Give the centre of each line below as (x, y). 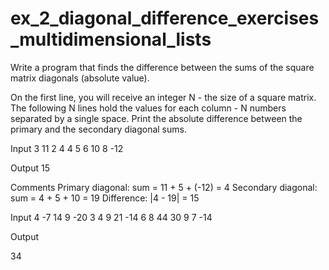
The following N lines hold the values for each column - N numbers (148, 108)
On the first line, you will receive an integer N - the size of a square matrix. (163, 97)
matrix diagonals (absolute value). (80, 78)
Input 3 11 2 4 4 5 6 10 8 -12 (67, 148)
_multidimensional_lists (111, 39)
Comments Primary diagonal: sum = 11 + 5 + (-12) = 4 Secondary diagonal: (164, 187)
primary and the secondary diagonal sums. (98, 129)
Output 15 (30, 168)
